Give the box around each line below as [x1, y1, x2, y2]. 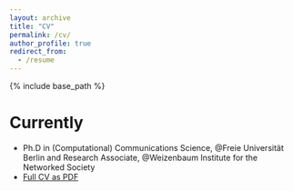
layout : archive [9, 13, 71, 23]
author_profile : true [9, 38, 92, 48]
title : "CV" [9, 22, 55, 31]
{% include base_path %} [9, 81, 106, 91]
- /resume [17, 55, 55, 65]
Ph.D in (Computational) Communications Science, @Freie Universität [22, 142, 285, 153]
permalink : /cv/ [9, 30, 71, 39]
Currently [9, 113, 84, 133]
